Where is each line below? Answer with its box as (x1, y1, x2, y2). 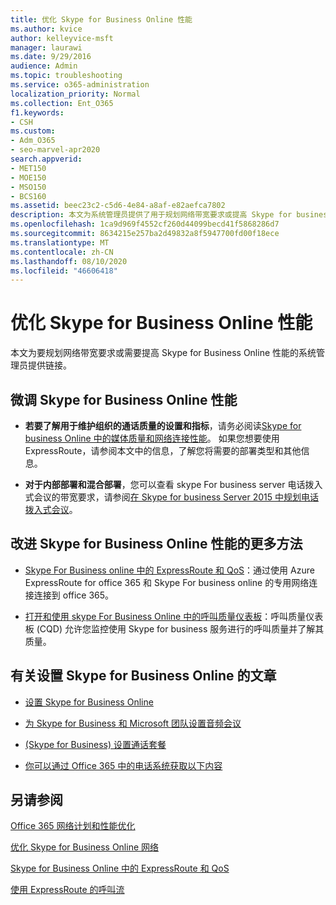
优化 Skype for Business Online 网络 (10, 841, 160, 853)
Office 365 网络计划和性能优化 (10, 820, 136, 832)
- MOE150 (10, 172, 47, 183)
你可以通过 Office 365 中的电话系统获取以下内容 (24, 759, 223, 771)
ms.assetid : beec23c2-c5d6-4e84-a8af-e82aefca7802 (10, 201, 226, 211)
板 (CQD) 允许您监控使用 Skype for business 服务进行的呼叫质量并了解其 (24, 622, 325, 635)
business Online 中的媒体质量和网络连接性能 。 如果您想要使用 (24, 432, 280, 444)
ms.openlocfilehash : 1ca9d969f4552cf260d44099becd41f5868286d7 (10, 219, 280, 230)
